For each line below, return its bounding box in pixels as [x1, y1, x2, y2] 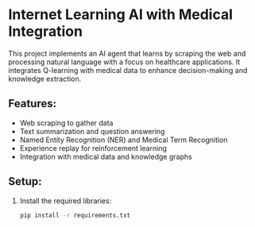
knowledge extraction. [8, 74, 82, 83]
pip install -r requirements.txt [19, 211, 131, 219]
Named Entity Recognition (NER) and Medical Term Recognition [19, 135, 228, 144]
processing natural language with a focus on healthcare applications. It [8, 57, 241, 67]
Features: [8, 97, 57, 110]
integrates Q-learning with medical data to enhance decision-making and [8, 65, 248, 75]
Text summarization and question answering [19, 126, 165, 136]
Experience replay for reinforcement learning [19, 143, 167, 152]
